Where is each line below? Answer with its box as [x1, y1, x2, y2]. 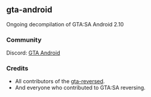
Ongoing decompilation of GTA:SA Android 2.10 [6, 20, 124, 28]
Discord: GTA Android [6, 49, 60, 56]
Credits [6, 64, 28, 72]
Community [6, 35, 42, 44]
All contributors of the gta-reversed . [14, 78, 105, 85]
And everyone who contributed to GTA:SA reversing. [14, 84, 146, 92]
